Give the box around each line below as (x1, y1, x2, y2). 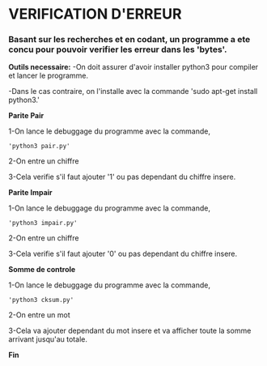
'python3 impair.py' (8, 219, 78, 228)
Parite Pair (8, 111, 44, 121)
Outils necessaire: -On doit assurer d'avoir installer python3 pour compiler (8, 62, 259, 72)
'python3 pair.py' (8, 143, 70, 151)
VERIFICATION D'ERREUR (8, 5, 182, 23)
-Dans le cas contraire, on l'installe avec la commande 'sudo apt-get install (8, 87, 258, 96)
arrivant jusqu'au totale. (8, 334, 87, 344)
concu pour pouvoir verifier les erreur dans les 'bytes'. (8, 44, 227, 55)
